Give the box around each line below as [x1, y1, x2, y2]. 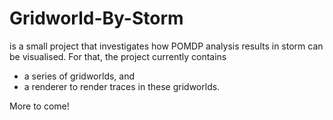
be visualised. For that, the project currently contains [9, 50, 227, 62]
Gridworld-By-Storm [9, 7, 184, 30]
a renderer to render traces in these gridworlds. [23, 80, 221, 92]
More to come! [9, 100, 70, 112]
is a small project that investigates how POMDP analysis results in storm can [9, 40, 324, 52]
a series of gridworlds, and [23, 70, 136, 82]
